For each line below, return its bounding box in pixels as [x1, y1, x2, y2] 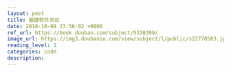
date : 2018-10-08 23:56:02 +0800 [7, 23, 103, 29]
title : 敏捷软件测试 [7, 16, 60, 23]
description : [7, 55, 45, 62]
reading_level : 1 [7, 42, 57, 49]
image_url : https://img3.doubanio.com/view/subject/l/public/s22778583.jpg [7, 36, 229, 43]
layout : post [7, 10, 45, 17]
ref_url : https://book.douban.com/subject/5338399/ [7, 29, 158, 36]
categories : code [7, 49, 57, 56]
